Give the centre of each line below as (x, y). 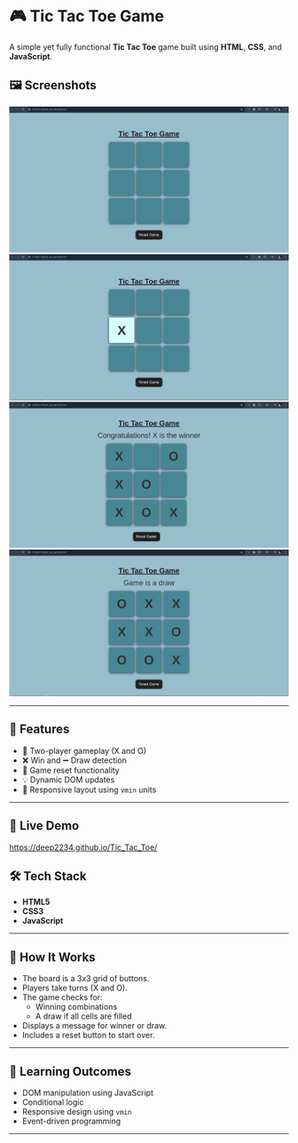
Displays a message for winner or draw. (94, 1026)
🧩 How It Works (52, 957)
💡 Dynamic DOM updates (68, 779)
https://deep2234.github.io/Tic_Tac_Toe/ (83, 847)
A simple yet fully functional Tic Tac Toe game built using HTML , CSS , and (145, 47)
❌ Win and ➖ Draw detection (74, 760)
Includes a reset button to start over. (88, 1036)
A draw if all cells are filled (83, 1016)
